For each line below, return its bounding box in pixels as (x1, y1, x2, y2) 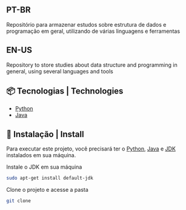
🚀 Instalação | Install (6, 129, 84, 139)
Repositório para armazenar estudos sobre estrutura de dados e (6, 21, 167, 28)
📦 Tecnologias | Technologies (6, 86, 124, 97)
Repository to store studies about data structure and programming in (6, 61, 178, 69)
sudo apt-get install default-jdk (6, 175, 94, 181)
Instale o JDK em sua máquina (6, 163, 82, 171)
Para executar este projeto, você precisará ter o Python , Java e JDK (6, 145, 176, 152)
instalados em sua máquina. (6, 152, 76, 159)
